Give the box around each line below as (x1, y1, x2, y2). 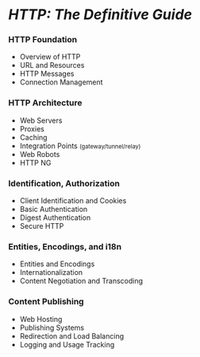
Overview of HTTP (19, 52, 81, 61)
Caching (19, 132, 48, 142)
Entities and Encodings (19, 259, 95, 269)
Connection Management (19, 77, 103, 87)
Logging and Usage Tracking (19, 339, 115, 349)
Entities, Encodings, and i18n (8, 241, 121, 252)
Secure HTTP (19, 222, 64, 231)
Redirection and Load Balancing (19, 331, 125, 340)
